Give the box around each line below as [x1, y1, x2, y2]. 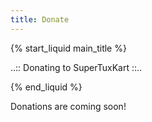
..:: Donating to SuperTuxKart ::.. [10, 61, 143, 73]
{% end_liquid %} [10, 81, 83, 93]
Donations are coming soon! [10, 100, 127, 112]
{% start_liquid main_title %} [10, 42, 127, 54]
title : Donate [10, 14, 70, 25]
